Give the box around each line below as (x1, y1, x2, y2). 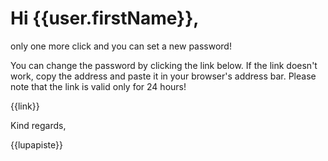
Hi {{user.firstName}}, (10, 7, 200, 30)
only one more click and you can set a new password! (10, 40, 232, 52)
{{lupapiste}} (10, 138, 63, 151)
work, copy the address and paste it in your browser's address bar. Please (10, 70, 317, 82)
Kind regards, (10, 119, 67, 131)
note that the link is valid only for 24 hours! (10, 80, 187, 92)
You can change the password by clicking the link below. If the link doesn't (10, 59, 318, 71)
